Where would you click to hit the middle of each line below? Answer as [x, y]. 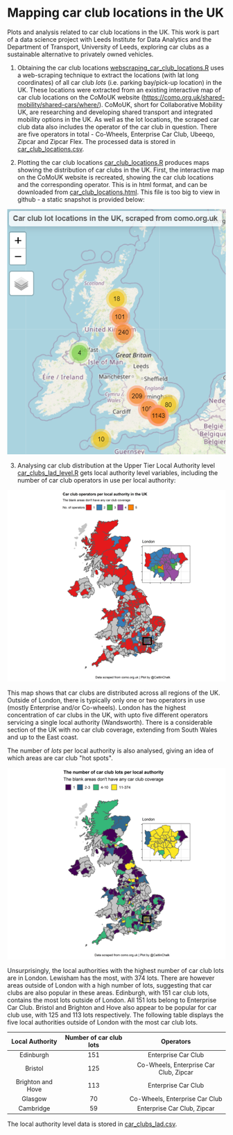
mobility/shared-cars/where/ [58, 104]
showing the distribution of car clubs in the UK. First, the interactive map [121, 170]
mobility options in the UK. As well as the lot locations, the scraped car [118, 119]
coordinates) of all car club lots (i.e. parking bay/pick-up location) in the [120, 82]
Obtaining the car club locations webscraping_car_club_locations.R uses [120, 67]
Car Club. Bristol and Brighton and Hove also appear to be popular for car [112, 1007]
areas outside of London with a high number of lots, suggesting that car [110, 985]
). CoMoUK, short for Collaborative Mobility [161, 104]
